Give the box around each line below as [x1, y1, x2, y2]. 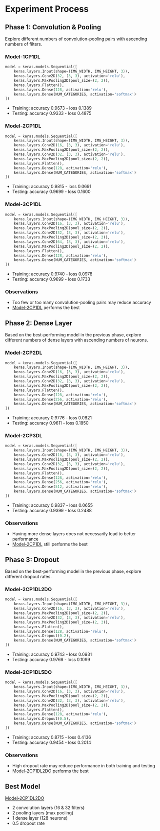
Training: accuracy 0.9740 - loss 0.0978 [12, 271, 93, 277]
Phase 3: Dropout [5, 555, 60, 564]
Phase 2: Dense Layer [5, 319, 73, 327]
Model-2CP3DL [5, 432, 42, 439]
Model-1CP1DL [5, 53, 40, 60]
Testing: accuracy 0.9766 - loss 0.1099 [12, 657, 90, 662]
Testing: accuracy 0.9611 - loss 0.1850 [12, 420, 89, 426]
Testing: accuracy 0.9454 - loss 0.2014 [12, 739, 91, 745]
